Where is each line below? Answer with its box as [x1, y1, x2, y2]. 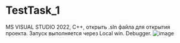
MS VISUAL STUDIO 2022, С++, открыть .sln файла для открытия [5, 23, 170, 30]
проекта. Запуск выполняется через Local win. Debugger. [5, 29, 152, 36]
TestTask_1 [5, 4, 60, 17]
